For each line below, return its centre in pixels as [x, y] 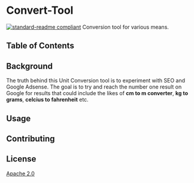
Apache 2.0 [20, 173]
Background [29, 66]
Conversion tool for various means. [126, 27]
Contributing [31, 138]
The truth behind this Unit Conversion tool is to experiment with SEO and [96, 81]
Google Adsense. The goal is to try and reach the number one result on [94, 87]
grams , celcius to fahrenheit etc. [47, 100]
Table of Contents [40, 46]
